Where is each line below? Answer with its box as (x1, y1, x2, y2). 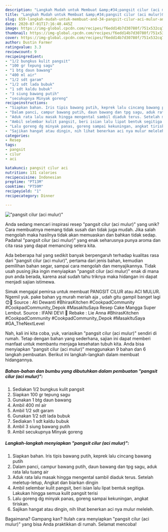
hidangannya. (5, 357, 33, 363)
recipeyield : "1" (5, 189, 41, 194)
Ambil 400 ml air (12, 402, 46, 408)
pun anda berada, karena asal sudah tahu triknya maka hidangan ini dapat (5, 274, 157, 280)
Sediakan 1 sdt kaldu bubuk (12, 418, 69, 424)
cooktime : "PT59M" (5, 184, 43, 189)
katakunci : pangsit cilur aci (5, 165, 68, 170)
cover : (5, 36, 19, 41)
